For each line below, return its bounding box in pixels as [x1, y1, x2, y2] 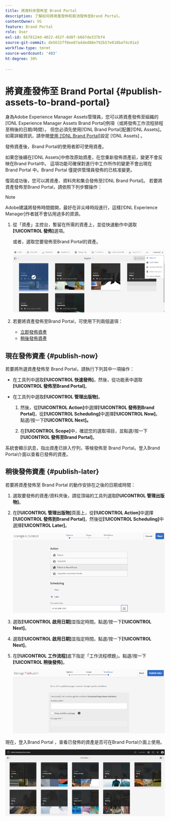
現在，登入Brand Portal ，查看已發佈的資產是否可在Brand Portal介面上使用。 [5, 739, 165, 745]
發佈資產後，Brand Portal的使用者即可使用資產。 [5, 144, 107, 150]
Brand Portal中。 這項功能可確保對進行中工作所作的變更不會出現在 [14, 161, 152, 167]
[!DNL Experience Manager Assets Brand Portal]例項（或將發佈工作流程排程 [5, 120, 163, 126]
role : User [5, 29, 28, 35]
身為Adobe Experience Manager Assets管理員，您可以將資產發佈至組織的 [5, 114, 159, 120]
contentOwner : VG [5, 19, 42, 24]
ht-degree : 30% [5, 56, 37, 61]
